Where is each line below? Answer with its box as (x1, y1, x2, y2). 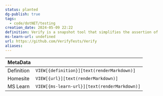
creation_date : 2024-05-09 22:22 (5, 25, 73, 30)
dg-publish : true (5, 12, 41, 17)
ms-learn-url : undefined (5, 35, 56, 39)
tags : (5, 16, 16, 21)
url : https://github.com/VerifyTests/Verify (5, 39, 97, 44)
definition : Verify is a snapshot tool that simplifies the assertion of (5, 30, 159, 35)
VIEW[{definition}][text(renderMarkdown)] (35, 68, 136, 73)
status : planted (5, 7, 38, 12)
